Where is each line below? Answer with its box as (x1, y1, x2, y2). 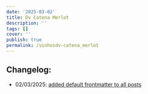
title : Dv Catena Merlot (6, 14, 69, 20)
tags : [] (6, 25, 29, 32)
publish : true (6, 37, 42, 43)
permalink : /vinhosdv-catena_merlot (6, 43, 99, 49)
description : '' (6, 20, 47, 26)
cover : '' (6, 31, 32, 37)
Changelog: (6, 64, 52, 75)
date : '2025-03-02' (6, 8, 56, 15)
